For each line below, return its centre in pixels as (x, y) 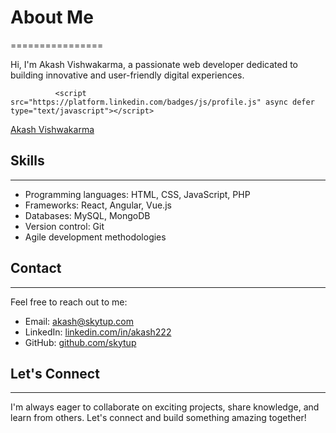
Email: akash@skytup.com (79, 321)
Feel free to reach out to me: (69, 302)
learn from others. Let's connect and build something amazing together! (158, 418)
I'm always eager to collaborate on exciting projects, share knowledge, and (165, 407)
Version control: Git (64, 226)
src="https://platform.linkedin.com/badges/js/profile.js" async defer (162, 102)
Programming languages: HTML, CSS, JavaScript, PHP (137, 194)
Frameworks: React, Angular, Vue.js (98, 205)
